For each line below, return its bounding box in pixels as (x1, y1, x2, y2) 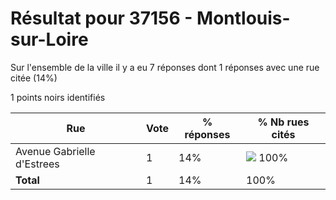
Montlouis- (196, 7, 291, 30)
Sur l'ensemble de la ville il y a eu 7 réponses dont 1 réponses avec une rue (10, 61, 320, 73)
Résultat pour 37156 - (10, 7, 193, 30)
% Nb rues (257, 115, 310, 129)
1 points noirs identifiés (10, 91, 106, 103)
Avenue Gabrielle (15, 144, 96, 158)
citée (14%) (10, 72, 58, 84)
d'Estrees (15, 157, 60, 171)
